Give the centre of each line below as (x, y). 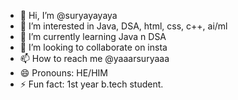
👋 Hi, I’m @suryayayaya (68, 15)
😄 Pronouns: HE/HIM (63, 73)
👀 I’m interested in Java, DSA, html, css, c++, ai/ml (123, 26)
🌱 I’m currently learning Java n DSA (93, 36)
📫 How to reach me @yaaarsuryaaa (94, 58)
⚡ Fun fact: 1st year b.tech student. (91, 84)
